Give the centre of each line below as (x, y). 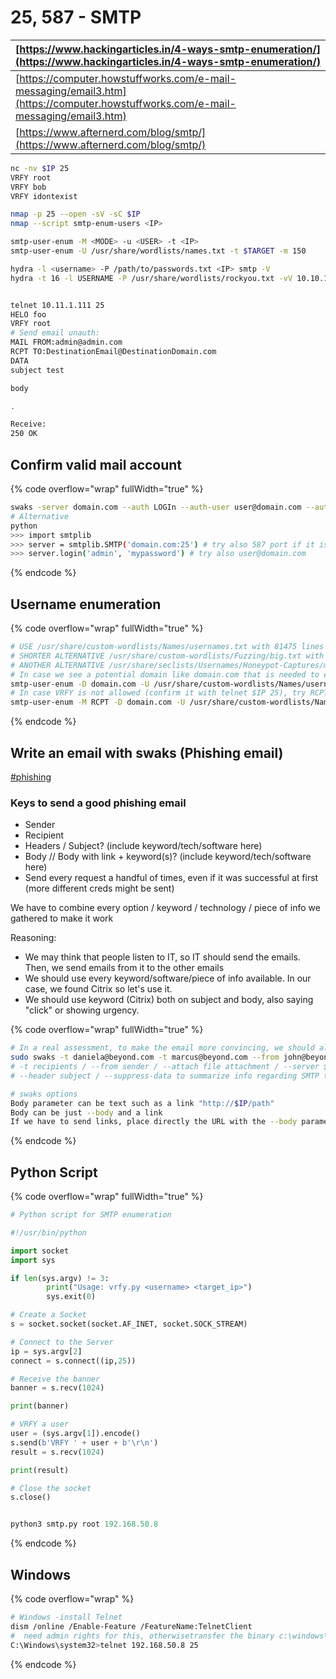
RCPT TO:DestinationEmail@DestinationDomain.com (113, 352)
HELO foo (28, 314)
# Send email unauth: (55, 333)
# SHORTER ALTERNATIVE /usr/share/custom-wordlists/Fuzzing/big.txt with (167, 656)
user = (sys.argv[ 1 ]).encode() (75, 1434)
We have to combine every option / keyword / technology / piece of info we (165, 908)
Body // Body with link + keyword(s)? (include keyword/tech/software (168, 857)
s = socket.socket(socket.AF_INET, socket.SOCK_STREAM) (129, 1324)
